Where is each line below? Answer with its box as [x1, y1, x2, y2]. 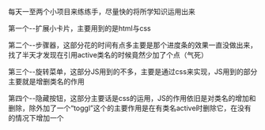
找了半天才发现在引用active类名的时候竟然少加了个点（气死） [8, 50, 208, 59]
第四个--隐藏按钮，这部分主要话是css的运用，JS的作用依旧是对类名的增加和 [8, 94, 256, 102]
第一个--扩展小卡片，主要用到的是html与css [8, 24, 152, 33]
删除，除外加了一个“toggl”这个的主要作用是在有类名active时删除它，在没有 [8, 103, 252, 113]
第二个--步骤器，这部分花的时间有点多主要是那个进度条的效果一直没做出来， [8, 40, 257, 50]
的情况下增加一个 [8, 113, 64, 122]
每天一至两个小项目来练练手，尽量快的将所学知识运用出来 [8, 7, 195, 16]
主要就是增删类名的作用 [8, 77, 85, 86]
